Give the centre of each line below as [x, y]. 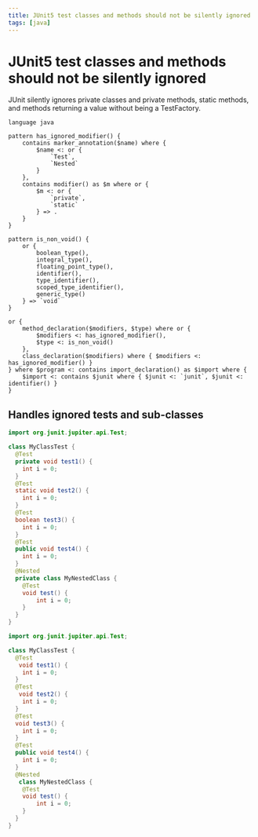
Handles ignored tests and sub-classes [106, 414]
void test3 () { [40, 723]
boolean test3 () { [45, 520]
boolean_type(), [63, 253]
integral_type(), [64, 260]
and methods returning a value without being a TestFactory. [105, 108]
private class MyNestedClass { [66, 578]
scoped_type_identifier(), [80, 287]
